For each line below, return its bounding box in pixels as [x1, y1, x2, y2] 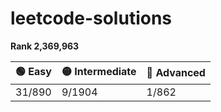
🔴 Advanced [146, 66, 206, 80]
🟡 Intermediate [61, 64, 137, 78]
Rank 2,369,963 [10, 40, 80, 52]
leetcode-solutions [10, 7, 173, 30]
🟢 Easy [15, 64, 52, 78]
